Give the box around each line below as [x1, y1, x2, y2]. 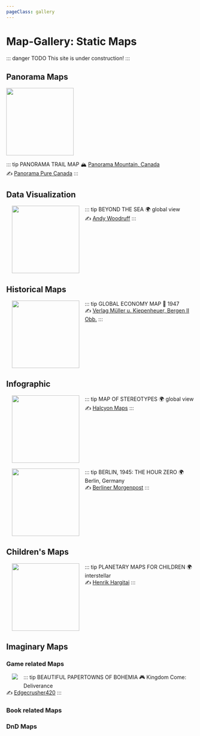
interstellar [84, 572, 111, 579]
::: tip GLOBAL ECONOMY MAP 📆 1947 [84, 301, 180, 307]
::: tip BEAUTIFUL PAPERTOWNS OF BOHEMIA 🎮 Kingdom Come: [23, 674, 187, 681]
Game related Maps [6, 659, 65, 668]
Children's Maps [6, 547, 69, 557]
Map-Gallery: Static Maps [6, 34, 137, 48]
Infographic [6, 379, 51, 389]
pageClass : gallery [6, 8, 55, 15]
